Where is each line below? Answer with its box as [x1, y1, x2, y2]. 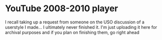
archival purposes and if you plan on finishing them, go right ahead [5, 29, 140, 35]
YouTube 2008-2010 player [5, 3, 118, 14]
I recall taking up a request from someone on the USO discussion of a [5, 19, 144, 25]
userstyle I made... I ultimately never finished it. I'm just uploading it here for [5, 24, 157, 30]
